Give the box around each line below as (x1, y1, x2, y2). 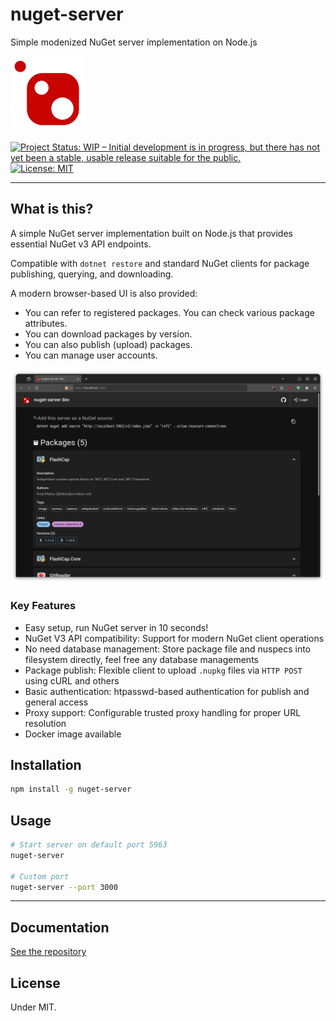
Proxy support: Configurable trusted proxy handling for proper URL (24, 706, 302, 718)
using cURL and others (24, 674, 120, 687)
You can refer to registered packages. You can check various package (24, 306, 315, 318)
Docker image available (24, 728, 122, 740)
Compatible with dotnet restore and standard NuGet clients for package (10, 257, 310, 269)
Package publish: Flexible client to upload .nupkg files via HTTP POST (24, 664, 303, 676)
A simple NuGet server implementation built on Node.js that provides (10, 227, 293, 239)
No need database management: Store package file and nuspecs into (24, 643, 311, 655)
